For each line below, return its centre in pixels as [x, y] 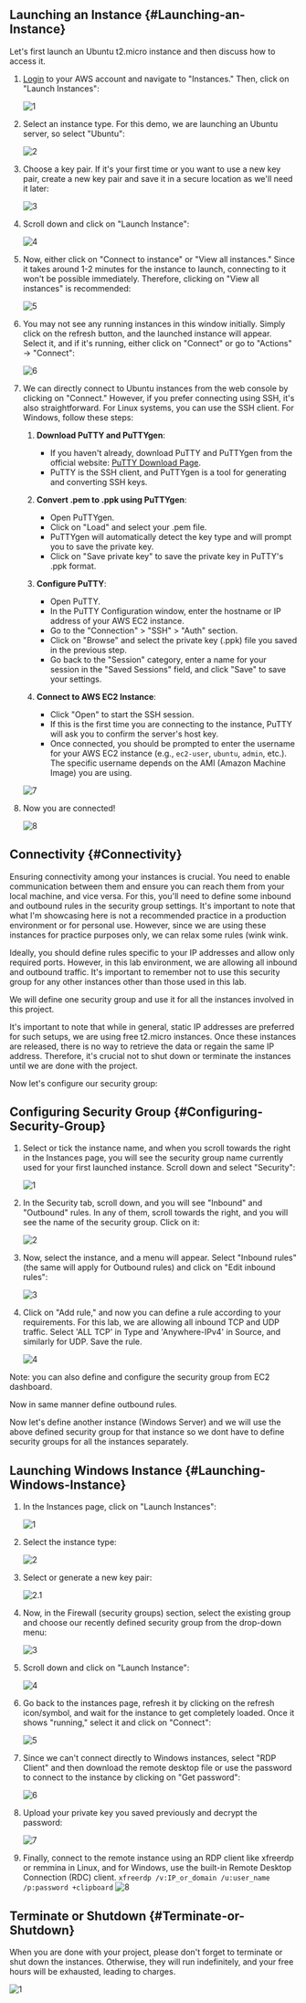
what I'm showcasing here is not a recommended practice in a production [148, 915]
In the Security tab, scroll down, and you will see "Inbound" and [142, 1203]
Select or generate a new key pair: [87, 1578]
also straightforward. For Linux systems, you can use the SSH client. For [158, 408]
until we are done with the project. [74, 1065]
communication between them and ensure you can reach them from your [147, 886]
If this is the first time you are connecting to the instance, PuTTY [171, 724]
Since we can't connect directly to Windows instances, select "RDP [149, 1758]
